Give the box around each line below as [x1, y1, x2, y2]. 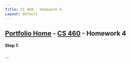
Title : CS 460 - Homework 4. [5, 7, 64, 12]
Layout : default [5, 12, 38, 16]
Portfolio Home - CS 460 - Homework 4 [5, 29, 127, 38]
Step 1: [5, 43, 19, 49]
